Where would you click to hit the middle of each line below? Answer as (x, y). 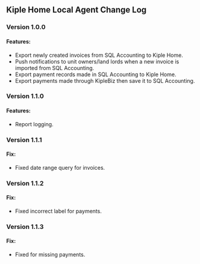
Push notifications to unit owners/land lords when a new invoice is (97, 61)
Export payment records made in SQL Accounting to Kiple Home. (95, 74)
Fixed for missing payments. (50, 255)
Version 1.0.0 (26, 27)
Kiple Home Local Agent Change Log (77, 10)
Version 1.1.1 (24, 140)
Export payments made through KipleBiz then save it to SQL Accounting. (105, 80)
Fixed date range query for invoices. (60, 167)
